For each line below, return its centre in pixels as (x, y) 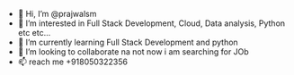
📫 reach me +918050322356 (73, 62)
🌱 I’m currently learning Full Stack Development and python (128, 42)
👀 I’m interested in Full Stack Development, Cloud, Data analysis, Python (151, 23)
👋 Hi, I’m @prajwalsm (57, 14)
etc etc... (34, 33)
